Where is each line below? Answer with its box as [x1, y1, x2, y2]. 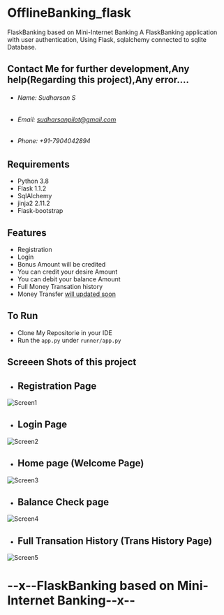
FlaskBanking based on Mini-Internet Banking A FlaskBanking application [7, 28, 218, 36]
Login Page [17, 419, 68, 431]
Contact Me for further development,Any [7, 63, 190, 75]
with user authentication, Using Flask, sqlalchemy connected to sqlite [7, 35, 207, 43]
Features [7, 227, 47, 239]
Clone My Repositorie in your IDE [17, 328, 113, 336]
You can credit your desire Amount [17, 267, 118, 276]
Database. [7, 43, 37, 51]
